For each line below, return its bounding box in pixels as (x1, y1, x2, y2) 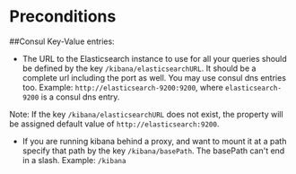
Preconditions (9, 6, 117, 27)
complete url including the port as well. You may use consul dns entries (22, 72, 287, 83)
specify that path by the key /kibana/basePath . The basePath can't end (22, 145, 285, 156)
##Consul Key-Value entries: (9, 36, 115, 47)
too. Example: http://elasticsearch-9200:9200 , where (22, 82, 224, 92)
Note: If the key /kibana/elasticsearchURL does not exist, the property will (9, 109, 284, 119)
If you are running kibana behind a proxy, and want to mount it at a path (22, 135, 287, 146)
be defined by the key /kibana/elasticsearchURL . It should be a (22, 63, 257, 74)
